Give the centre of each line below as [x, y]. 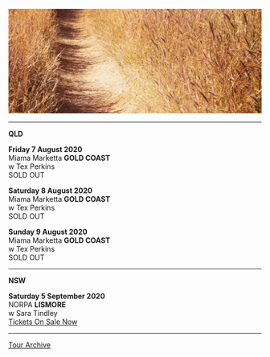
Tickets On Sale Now [43, 322]
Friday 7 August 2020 [45, 150]
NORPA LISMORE [37, 305]
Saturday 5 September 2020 [57, 296]
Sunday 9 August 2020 [48, 232]
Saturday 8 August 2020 [50, 191]
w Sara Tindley [33, 314]
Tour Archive [29, 345]
